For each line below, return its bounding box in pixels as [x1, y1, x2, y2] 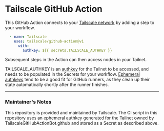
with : [18, 43, 29, 48]
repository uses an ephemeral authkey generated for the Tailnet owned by [5, 115, 154, 121]
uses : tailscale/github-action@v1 [14, 39, 84, 44]
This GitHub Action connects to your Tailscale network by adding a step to [5, 20, 155, 25]
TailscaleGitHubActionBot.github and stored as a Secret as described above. [5, 120, 159, 126]
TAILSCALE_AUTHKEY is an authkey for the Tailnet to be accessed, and [5, 66, 149, 72]
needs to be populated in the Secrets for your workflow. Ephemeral [5, 71, 140, 77]
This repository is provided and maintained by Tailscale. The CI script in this [5, 109, 158, 115]
